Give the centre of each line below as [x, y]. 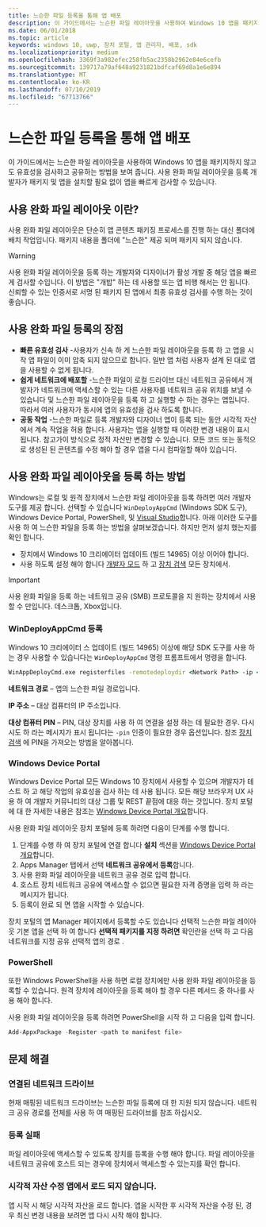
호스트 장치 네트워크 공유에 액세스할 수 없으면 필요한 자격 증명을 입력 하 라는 [137, 885]
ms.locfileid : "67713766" [51, 97]
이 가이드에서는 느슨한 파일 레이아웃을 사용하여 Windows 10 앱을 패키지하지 [125, 162]
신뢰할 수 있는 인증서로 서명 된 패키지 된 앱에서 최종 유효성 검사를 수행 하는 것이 [131, 292]
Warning [22, 256]
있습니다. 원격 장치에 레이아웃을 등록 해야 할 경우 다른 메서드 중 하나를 [139, 990]
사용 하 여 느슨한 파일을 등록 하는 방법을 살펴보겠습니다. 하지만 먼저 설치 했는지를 [133, 527]
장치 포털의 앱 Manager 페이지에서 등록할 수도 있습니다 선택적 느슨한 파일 [122, 921]
